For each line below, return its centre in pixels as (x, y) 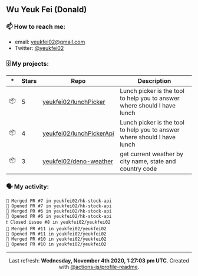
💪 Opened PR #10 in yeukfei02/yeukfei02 (57, 244)
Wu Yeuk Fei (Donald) (47, 10)
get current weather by (152, 154)
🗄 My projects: (27, 63)
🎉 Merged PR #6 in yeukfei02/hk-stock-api (59, 211)
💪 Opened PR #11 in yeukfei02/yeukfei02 (57, 234)
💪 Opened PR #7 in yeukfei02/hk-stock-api (59, 206)
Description (154, 80)
